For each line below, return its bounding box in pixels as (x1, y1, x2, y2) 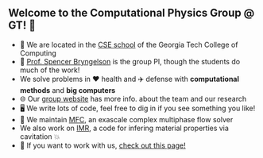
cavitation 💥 (19, 131, 60, 141)
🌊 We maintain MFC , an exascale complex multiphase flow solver (19, 114, 234, 124)
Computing (19, 48, 57, 58)
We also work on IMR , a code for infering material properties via (19, 123, 229, 133)
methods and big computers (19, 85, 116, 94)
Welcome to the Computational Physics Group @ (8, 6, 255, 20)
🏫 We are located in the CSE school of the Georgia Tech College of (19, 40, 238, 49)
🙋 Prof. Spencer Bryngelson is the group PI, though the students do (19, 56, 241, 66)
